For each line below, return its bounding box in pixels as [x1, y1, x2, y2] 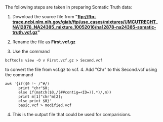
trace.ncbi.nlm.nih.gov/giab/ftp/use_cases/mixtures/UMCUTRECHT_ [12, 19, 158, 25]
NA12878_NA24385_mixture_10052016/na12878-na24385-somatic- [12, 24, 157, 30]
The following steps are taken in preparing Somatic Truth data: [5, 4, 132, 10]
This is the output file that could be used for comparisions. [12, 112, 132, 117]
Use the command [12, 49, 50, 54]
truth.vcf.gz [12, 30, 38, 35]
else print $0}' [18, 98, 52, 103]
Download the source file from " [12, 14, 78, 19]
